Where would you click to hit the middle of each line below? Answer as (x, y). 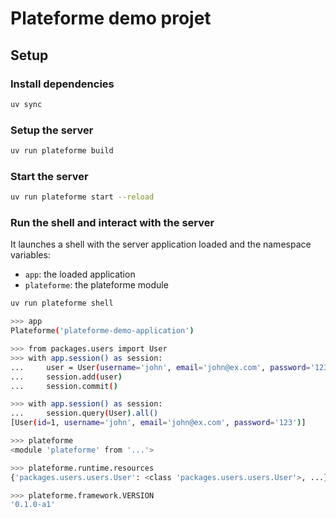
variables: (30, 255)
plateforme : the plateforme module (96, 285)
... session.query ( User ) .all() (84, 413)
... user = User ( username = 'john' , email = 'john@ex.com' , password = (160, 367)
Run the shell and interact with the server (112, 223)
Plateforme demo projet (111, 18)
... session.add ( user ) (66, 377)
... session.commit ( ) (64, 386)
